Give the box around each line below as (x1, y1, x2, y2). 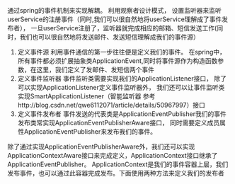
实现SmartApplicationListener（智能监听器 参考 (17, 92, 156, 100)
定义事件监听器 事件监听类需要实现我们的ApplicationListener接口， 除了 (17, 74, 227, 83)
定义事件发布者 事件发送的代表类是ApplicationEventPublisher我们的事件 (17, 110, 227, 118)
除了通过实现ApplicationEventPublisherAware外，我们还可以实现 (7, 142, 195, 151)
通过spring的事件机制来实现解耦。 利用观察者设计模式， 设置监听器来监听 (7, 6, 222, 14)
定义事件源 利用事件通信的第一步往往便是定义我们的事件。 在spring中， (17, 48, 227, 56)
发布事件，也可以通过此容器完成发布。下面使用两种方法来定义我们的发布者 (7, 169, 224, 177)
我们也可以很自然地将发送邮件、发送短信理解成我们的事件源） (19, 33, 200, 41)
